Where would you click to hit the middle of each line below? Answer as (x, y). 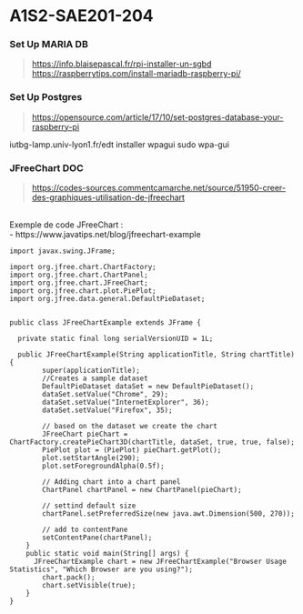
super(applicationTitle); (91, 371)
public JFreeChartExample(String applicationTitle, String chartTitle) (157, 355)
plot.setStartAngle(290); (91, 458)
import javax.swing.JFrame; (63, 251)
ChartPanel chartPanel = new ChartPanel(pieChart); (142, 490)
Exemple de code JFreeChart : (66, 225)
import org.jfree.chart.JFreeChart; (79, 283)
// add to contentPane (85, 530)
